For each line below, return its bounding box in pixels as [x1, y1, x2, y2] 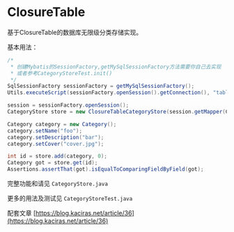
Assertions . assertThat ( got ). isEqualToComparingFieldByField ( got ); [7, 166, 204, 173]
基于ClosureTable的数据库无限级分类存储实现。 [7, 28, 143, 36]
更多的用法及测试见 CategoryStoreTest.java [7, 194, 133, 203]
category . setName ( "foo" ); [7, 127, 82, 134]
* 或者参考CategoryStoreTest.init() [10, 70, 113, 77]
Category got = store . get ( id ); [7, 160, 98, 167]
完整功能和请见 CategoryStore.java [7, 179, 108, 188]
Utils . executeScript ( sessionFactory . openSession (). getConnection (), [7, 89, 210, 96]
